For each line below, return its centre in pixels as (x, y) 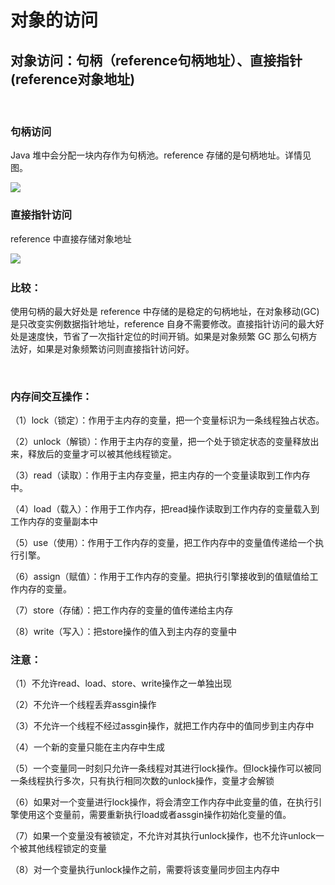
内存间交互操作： (51, 396)
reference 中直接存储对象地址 (71, 238)
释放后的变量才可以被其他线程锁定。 (102, 454)
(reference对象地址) (73, 79)
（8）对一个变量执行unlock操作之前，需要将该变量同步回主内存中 (145, 870)
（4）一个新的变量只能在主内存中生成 (88, 747)
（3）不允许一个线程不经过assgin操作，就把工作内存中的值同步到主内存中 (162, 726)
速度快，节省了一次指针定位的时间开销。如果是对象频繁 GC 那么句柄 (168, 336)
